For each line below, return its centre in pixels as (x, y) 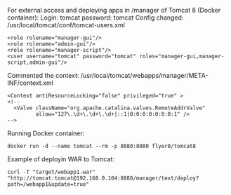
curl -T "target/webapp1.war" (52, 172)
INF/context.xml (31, 83)
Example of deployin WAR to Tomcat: (61, 159)
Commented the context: (43, 75)
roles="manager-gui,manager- (182, 56)
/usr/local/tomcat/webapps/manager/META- (144, 75)
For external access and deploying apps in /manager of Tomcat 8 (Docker (114, 10)
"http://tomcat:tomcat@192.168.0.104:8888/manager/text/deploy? (103, 178)
